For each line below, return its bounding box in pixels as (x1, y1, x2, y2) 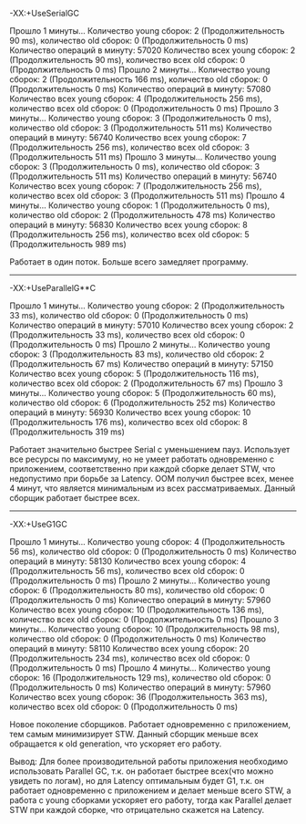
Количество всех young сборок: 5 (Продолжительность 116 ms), (9, 369, 260, 379)
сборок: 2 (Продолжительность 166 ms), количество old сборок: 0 (9, 74, 269, 85)
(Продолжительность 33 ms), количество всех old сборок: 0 (9, 329, 246, 340)
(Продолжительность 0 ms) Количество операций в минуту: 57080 (9, 84, 271, 94)
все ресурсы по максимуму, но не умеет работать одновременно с (9, 454, 275, 464)
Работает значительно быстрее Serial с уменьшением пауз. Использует (9, 444, 291, 454)
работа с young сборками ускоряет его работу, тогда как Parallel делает (9, 795, 292, 806)
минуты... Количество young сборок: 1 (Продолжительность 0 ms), (9, 200, 270, 211)
